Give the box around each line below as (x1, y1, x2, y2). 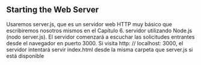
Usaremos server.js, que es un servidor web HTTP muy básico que (6, 20, 173, 27)
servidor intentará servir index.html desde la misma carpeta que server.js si (6, 46, 193, 53)
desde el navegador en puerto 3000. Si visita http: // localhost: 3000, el (6, 39, 184, 47)
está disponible (6, 52, 45, 59)
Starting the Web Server (6, 5, 99, 15)
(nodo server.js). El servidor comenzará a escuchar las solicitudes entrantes (6, 33, 195, 41)
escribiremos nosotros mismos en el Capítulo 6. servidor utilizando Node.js (6, 27, 193, 34)
